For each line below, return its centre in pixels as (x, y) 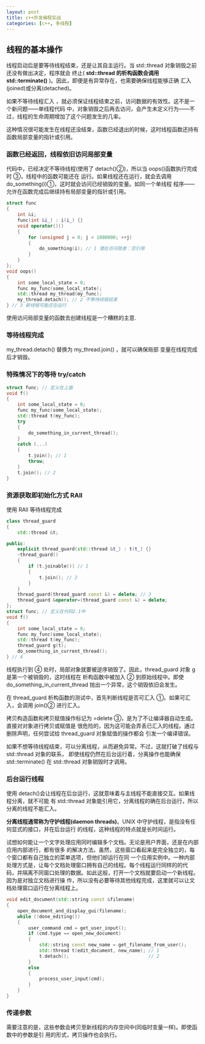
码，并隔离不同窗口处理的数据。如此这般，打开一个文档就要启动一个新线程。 (103, 873)
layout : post (23, 12)
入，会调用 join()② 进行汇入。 (45, 705)
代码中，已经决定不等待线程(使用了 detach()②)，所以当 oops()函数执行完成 (102, 169)
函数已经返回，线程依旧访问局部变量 (59, 154)
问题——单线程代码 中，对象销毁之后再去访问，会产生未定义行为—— (103, 109)
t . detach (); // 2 (99, 956)
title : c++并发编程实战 (34, 18)
